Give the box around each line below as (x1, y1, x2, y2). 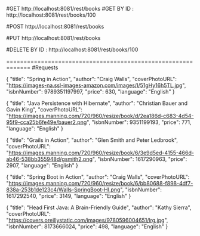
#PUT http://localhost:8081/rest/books (6, 35, 101, 41)
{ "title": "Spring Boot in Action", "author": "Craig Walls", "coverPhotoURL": (6, 173, 190, 181)
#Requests (32, 64, 59, 71)
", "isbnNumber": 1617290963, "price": (92, 156, 187, 163)
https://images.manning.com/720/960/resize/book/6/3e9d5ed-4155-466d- (8, 149, 194, 156)
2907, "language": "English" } (6, 162, 79, 169)
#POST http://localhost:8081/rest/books (6, 23, 104, 30)
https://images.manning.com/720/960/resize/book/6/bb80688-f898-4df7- (8, 180, 193, 187)
